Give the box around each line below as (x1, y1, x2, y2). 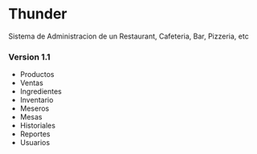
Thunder (8, 5, 67, 23)
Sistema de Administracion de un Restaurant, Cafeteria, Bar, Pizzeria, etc (8, 31, 249, 41)
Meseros (19, 103, 50, 113)
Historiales (19, 121, 56, 131)
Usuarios (19, 138, 51, 148)
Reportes (19, 129, 51, 139)
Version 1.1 (8, 51, 51, 63)
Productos (19, 70, 55, 79)
